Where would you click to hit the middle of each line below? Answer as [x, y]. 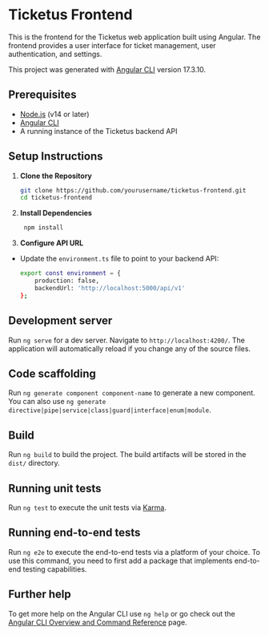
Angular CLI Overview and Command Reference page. [98, 622]
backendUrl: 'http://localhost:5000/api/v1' [110, 288]
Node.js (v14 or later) [54, 114]
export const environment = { [70, 273]
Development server [60, 321]
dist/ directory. [34, 463]
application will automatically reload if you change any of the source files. [129, 348]
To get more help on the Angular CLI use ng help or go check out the [122, 613]
